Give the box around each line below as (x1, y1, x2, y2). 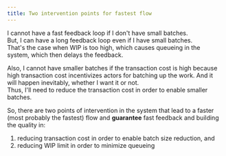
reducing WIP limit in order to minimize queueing (16, 141, 155, 149)
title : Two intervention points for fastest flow (7, 10, 152, 17)
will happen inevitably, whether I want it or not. (7, 78, 139, 86)
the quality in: (7, 120, 46, 129)
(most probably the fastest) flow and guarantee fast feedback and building (7, 114, 219, 122)
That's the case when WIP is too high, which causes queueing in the (7, 43, 201, 51)
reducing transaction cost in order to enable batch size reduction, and (16, 134, 215, 142)
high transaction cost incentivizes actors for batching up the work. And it (7, 71, 213, 79)
